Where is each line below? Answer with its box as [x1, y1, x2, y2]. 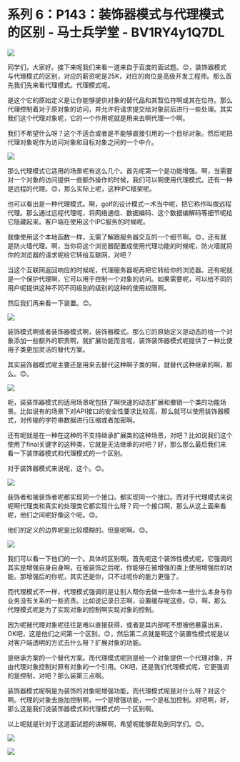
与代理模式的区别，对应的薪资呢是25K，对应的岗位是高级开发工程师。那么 [7, 71, 226, 80]
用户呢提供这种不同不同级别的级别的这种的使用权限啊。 [7, 283, 170, 292]
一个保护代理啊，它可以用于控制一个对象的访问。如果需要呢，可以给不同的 [13, 274, 233, 283]
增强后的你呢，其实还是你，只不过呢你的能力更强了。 [26, 572, 183, 580]
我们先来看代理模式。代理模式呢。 [13, 80, 114, 89]
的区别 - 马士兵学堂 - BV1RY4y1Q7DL [7, 24, 225, 41]
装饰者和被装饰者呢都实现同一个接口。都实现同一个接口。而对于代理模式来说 [7, 493, 233, 501]
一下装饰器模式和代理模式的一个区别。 [13, 448, 126, 457]
